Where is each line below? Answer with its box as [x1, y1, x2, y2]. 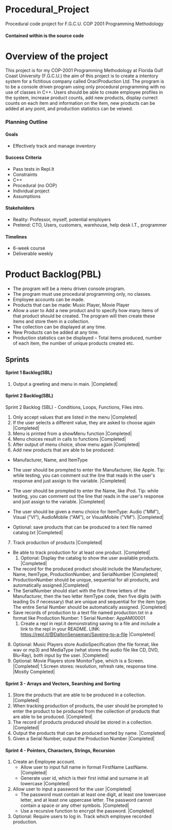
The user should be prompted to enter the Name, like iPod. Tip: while [12, 488, 159, 494]
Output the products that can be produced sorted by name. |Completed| [12, 730, 166, 736]
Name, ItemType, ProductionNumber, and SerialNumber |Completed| [12, 571, 158, 577]
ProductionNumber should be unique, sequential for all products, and [12, 576, 159, 583]
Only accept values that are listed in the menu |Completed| [12, 414, 138, 420]
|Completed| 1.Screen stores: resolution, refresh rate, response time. [12, 663, 158, 669]
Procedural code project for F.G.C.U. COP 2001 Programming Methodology [5, 21, 164, 27]
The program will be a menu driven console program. [12, 285, 126, 292]
